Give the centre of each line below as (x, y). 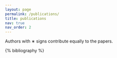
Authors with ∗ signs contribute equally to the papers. (59, 41)
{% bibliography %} (25, 51)
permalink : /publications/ (32, 14)
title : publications (26, 18)
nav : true (15, 23)
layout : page (18, 9)
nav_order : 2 (18, 28)
